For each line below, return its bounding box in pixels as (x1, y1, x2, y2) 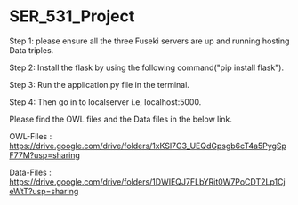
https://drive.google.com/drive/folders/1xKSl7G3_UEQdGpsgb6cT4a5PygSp (9, 140, 287, 151)
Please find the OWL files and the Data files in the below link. (9, 114, 233, 124)
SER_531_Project (9, 6, 135, 27)
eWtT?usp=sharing (9, 185, 79, 196)
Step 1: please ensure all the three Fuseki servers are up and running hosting (9, 35, 290, 46)
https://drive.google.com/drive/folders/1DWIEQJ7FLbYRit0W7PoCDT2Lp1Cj (9, 176, 286, 187)
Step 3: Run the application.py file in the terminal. (9, 79, 189, 90)
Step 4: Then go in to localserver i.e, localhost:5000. (9, 96, 202, 107)
